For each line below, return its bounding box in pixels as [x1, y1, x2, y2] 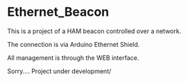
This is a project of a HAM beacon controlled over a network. [7, 27, 182, 35]
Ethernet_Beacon [7, 4, 110, 20]
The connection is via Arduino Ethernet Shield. [7, 40, 140, 48]
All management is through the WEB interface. [7, 53, 139, 62]
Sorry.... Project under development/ [7, 67, 112, 75]
